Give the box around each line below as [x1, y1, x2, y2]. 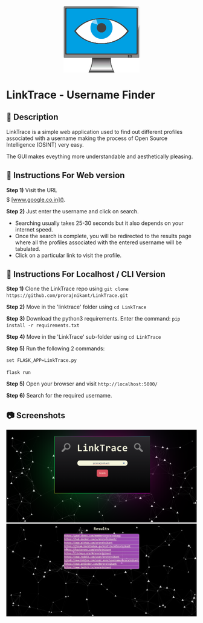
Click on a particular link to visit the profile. [14, 252, 122, 259]
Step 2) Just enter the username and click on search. [6, 207, 139, 215]
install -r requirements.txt [6, 322, 80, 329]
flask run [6, 370, 31, 376]
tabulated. [14, 245, 40, 252]
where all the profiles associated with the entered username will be [14, 239, 182, 246]
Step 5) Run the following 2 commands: [6, 345, 105, 352]
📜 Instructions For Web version [6, 170, 125, 181]
